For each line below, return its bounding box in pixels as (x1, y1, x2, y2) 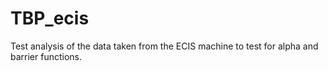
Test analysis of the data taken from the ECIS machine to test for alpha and (10, 40, 319, 52)
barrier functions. (10, 50, 83, 62)
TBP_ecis (10, 7, 90, 30)
